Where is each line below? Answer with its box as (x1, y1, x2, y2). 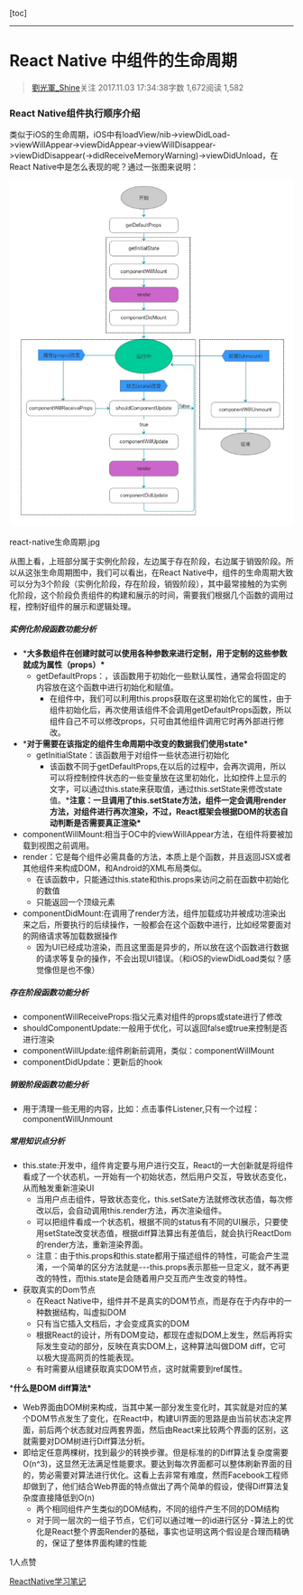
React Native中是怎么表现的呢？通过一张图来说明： (9, 162, 199, 173)
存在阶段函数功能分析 (9, 986, 88, 997)
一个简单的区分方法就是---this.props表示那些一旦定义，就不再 (51, 1261, 282, 1273)
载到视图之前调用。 (22, 840, 95, 851)
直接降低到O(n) (38, 1492, 95, 1504)
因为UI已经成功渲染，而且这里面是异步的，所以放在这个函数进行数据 (35, 942, 289, 953)
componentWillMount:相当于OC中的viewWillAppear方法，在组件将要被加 (22, 829, 293, 840)
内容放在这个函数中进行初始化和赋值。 (35, 682, 179, 693)
